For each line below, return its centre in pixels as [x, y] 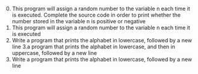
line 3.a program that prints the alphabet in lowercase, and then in [94, 47]
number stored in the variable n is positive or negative [79, 21]
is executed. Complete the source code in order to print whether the [96, 15]
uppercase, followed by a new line [54, 53]
